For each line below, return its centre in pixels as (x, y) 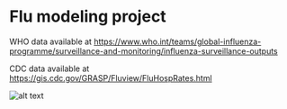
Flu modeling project (88, 17)
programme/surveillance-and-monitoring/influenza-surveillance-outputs (144, 50)
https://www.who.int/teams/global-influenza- (178, 41)
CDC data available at (49, 68)
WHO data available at (51, 41)
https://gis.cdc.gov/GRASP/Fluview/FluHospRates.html (111, 77)
